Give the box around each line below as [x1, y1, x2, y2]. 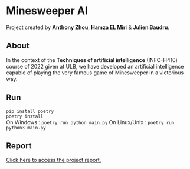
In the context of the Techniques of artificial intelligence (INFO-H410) [6, 56, 178, 63]
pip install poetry [6, 108, 54, 114]
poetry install [6, 113, 44, 119]
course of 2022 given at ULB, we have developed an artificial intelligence [6, 63, 184, 70]
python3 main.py [6, 125, 46, 131]
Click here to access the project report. [6, 157, 101, 164]
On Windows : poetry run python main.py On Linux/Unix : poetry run [6, 118, 175, 125]
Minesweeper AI [6, 4, 89, 18]
